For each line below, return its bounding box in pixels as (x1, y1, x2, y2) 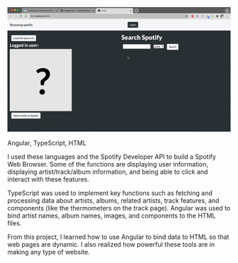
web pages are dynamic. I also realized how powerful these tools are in (7, 240, 215, 248)
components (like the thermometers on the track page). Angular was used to (7, 203, 231, 212)
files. (7, 218, 22, 227)
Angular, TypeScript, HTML (7, 138, 87, 147)
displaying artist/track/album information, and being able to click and (7, 167, 208, 176)
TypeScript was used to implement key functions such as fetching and (7, 189, 212, 197)
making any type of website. (7, 247, 90, 256)
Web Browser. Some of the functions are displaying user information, (7, 160, 209, 168)
